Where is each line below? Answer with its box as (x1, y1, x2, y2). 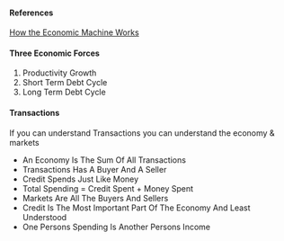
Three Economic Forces (9, 48, 101, 58)
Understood (22, 211, 67, 222)
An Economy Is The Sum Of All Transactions (22, 154, 187, 165)
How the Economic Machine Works (9, 27, 139, 38)
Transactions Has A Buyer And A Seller (22, 164, 167, 174)
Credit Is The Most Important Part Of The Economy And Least (22, 202, 251, 213)
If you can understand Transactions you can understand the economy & (9, 127, 276, 138)
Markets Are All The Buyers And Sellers (22, 192, 169, 203)
